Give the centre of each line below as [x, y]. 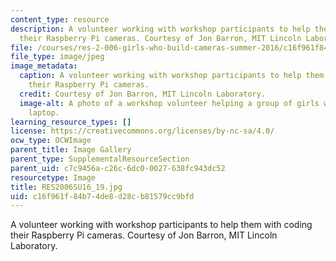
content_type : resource [60, 19]
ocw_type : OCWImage [51, 141]
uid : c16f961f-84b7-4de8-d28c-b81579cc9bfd [102, 196]
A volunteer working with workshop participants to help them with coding [161, 225]
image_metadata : [44, 66]
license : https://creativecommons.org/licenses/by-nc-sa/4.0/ [142, 131]
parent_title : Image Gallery [71, 150]
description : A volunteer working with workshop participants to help [160, 29]
